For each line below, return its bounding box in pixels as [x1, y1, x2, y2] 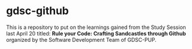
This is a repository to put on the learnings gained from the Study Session [6, 24, 187, 31]
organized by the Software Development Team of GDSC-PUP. [6, 36, 157, 43]
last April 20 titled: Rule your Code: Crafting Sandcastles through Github [6, 30, 187, 37]
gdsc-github [6, 4, 69, 18]
